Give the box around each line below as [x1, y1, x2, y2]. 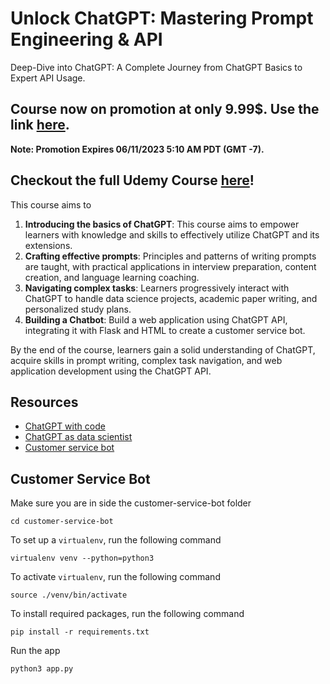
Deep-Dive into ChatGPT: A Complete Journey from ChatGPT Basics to [10, 61, 303, 73]
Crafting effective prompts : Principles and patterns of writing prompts [24, 250, 317, 262]
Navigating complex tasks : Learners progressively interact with [24, 282, 290, 294]
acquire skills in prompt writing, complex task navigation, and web [10, 354, 283, 366]
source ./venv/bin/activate [10, 590, 128, 601]
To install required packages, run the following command [10, 608, 245, 620]
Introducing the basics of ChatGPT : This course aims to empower [24, 218, 300, 230]
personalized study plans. [24, 303, 132, 315]
